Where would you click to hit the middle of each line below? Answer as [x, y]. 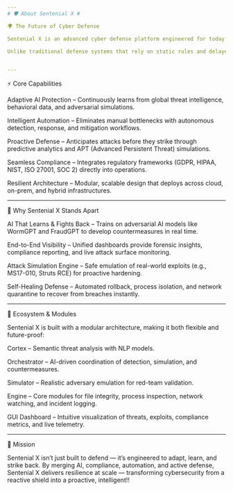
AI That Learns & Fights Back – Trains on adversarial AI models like [102, 224]
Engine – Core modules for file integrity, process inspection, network [105, 396]
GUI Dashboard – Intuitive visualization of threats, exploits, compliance [108, 417]
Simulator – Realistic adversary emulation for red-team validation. [101, 383]
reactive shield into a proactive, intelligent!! [69, 480]
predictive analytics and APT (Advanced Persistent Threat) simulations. [109, 149]
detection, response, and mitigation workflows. [74, 128]
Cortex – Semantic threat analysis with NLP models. [81, 348]
